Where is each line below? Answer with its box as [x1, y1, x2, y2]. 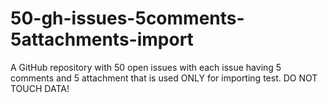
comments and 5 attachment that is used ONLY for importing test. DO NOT [10, 72, 318, 84]
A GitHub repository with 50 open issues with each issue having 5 [10, 61, 282, 73]
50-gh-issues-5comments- [10, 7, 245, 30]
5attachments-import [10, 28, 194, 51]
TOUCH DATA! [10, 82, 70, 94]
